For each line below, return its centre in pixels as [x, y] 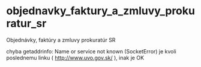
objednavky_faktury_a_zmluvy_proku [100, 11]
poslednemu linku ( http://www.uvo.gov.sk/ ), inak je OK [75, 58]
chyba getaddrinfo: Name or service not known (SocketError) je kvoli [91, 51]
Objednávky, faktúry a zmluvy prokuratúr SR [61, 40]
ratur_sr [26, 23]
